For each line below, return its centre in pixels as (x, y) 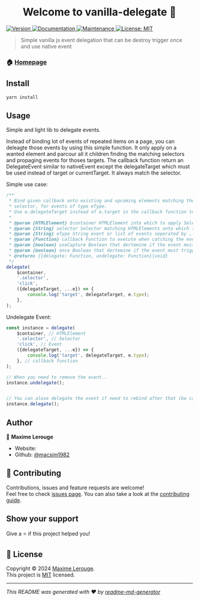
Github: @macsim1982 (42, 455)
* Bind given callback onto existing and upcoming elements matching (96, 201)
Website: (25, 449)
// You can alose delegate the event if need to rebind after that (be (96, 399)
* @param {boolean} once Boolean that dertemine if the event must (94, 251)
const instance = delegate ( (41, 328)
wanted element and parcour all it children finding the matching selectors (95, 154)
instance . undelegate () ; (36, 383)
